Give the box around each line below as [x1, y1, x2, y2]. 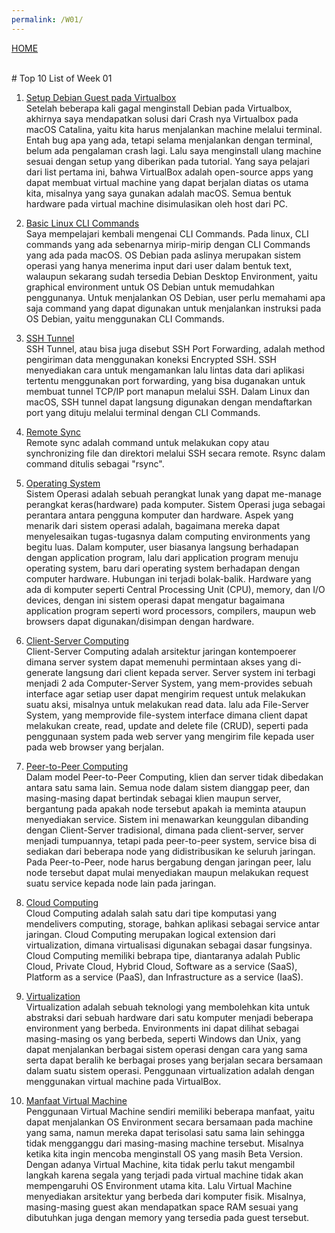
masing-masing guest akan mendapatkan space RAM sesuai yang [25, 1201, 299, 1213]
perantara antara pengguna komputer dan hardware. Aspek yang [25, 509, 294, 521]
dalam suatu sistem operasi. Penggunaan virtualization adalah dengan [25, 1064, 315, 1076]
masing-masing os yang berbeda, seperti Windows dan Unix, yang [25, 1032, 301, 1045]
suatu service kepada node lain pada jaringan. [25, 877, 217, 889]
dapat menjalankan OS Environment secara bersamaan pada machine [25, 1116, 314, 1128]
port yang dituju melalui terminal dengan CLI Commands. [25, 406, 261, 418]
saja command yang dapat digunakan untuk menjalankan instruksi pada [25, 302, 322, 314]
